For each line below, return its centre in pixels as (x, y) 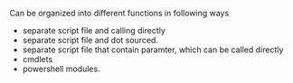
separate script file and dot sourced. (90, 40)
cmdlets (38, 59)
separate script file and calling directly (94, 30)
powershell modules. (61, 69)
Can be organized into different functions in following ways (119, 13)
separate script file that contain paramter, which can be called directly (153, 50)
